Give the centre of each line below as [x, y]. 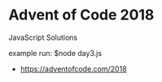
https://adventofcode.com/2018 [74, 69]
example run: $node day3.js [55, 53]
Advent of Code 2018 [81, 15]
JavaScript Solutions [43, 37]
